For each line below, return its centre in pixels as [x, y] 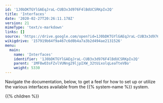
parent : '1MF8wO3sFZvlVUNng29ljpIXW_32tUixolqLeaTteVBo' [73, 63]
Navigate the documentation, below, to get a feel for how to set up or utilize [80, 82]
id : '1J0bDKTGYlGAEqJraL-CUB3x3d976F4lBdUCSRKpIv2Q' [59, 9]
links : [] [15, 32]
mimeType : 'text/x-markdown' [34, 28]
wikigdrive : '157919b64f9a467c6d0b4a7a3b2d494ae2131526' [64, 41]
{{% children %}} [22, 96]
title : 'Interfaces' [26, 14]
